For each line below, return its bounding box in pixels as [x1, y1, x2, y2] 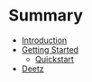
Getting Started [21, 44, 78, 54]
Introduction [21, 35, 68, 45]
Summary [8, 5, 83, 26]
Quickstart [34, 53, 74, 64]
